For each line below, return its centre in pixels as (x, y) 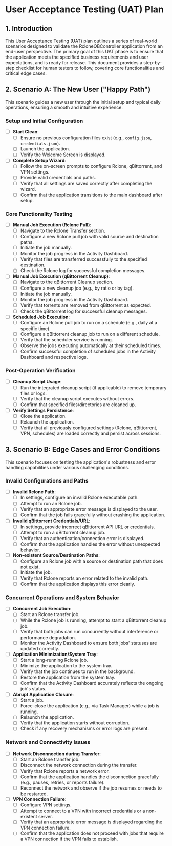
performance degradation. (48, 637)
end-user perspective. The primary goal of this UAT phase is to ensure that (84, 52)
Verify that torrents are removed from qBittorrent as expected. (86, 305)
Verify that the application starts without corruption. (75, 723)
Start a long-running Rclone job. (54, 660)
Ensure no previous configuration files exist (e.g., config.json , (86, 138)
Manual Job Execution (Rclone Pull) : (52, 225)
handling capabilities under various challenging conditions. (67, 467)
